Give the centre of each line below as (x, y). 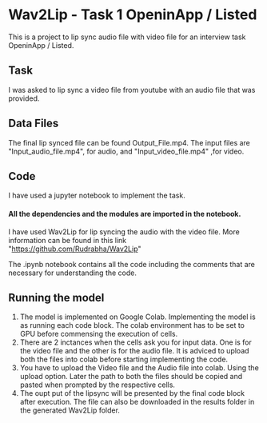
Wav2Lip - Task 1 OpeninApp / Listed (133, 15)
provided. (24, 98)
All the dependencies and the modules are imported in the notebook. (125, 213)
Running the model (56, 297)
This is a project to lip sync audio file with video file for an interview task (127, 37)
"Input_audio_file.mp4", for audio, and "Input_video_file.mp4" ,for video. (126, 151)
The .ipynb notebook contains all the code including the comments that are (132, 264)
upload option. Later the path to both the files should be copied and (131, 377)
